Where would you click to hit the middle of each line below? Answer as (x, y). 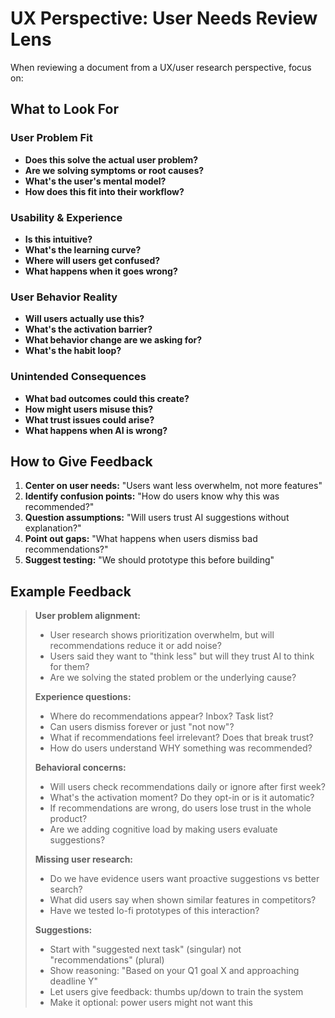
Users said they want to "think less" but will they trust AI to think (182, 656)
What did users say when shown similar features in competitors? (183, 900)
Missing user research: (84, 859)
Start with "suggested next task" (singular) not (145, 949)
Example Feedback (71, 591)
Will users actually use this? (84, 319)
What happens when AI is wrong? (96, 430)
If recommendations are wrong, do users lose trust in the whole (180, 808)
